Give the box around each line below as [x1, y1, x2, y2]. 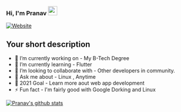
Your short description [6, 39, 90, 49]
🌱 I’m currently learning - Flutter [14, 61, 92, 68]
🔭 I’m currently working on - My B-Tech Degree [14, 55, 129, 62]
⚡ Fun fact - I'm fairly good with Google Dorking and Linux [14, 86, 156, 93]
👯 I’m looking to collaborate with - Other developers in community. [14, 67, 175, 74]
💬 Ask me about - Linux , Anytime [14, 73, 96, 80]
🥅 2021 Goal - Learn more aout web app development [14, 79, 145, 87]
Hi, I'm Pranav [6, 9, 47, 17]
